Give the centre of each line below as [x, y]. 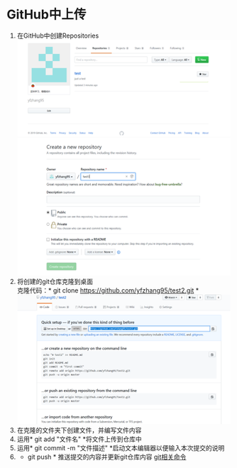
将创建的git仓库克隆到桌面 [55, 282]
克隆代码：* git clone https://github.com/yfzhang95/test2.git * [108, 290]
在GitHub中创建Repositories [58, 36]
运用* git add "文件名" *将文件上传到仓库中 [79, 439]
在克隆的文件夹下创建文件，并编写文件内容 [79, 430]
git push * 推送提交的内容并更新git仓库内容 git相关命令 [107, 457]
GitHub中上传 [46, 15]
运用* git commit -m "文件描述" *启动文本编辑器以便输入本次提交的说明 [121, 448]
